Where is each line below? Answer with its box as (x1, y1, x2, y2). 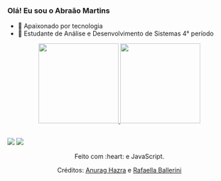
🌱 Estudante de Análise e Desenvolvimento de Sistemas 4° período (17, 29, 215, 38)
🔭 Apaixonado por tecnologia (17, 22, 103, 31)
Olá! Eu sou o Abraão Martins (7, 6, 110, 16)
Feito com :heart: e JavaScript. (74, 152, 165, 160)
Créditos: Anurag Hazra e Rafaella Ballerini (57, 165, 182, 174)
